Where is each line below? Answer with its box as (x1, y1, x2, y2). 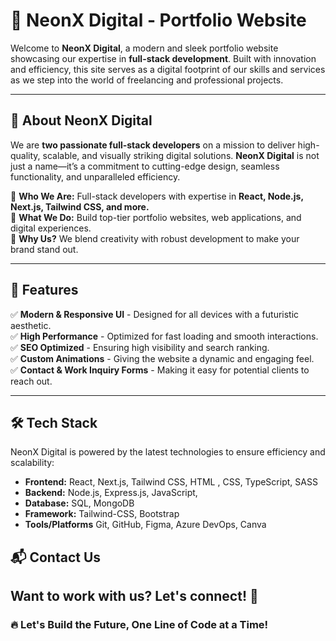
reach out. (10, 375, 53, 387)
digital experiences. (10, 222, 92, 234)
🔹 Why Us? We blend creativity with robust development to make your (10, 232, 300, 244)
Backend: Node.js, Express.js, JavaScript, (24, 487, 198, 499)
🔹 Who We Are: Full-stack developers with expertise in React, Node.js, (10, 190, 304, 202)
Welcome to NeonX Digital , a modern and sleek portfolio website (10, 42, 279, 54)
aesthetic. (10, 319, 52, 331)
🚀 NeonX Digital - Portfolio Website (10, 9, 307, 32)
